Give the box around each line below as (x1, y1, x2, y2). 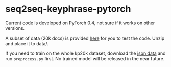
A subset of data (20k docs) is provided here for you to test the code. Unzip (5, 35, 165, 41)
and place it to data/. (5, 40, 48, 46)
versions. (5, 25, 25, 31)
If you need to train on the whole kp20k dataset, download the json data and (5, 50, 166, 56)
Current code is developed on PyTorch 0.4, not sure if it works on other (5, 20, 155, 26)
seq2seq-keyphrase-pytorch (5, 3, 131, 15)
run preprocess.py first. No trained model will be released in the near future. (5, 55, 165, 61)
